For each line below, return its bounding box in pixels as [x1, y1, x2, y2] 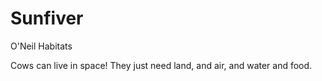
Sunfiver [10, 7, 84, 30]
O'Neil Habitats [10, 40, 73, 52]
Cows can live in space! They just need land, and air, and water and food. [10, 59, 313, 71]
